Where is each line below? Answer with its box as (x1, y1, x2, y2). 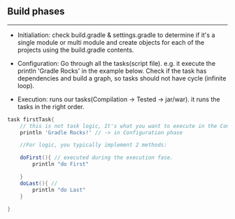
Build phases (7, 6, 65, 17)
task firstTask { (7, 115, 55, 123)
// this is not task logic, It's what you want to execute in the (20, 122, 218, 129)
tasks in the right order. (17, 102, 85, 111)
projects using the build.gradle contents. (17, 45, 134, 54)
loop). (17, 81, 35, 90)
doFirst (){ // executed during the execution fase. (20, 154, 173, 162)
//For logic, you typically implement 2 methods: (20, 141, 168, 149)
